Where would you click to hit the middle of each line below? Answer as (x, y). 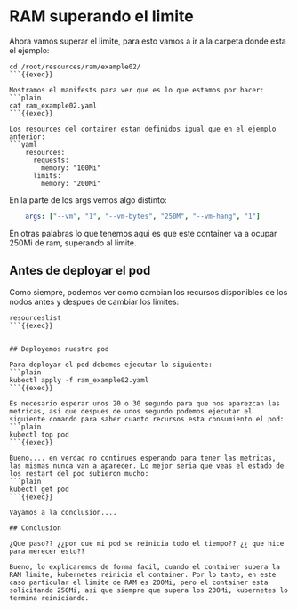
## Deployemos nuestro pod (59, 349)
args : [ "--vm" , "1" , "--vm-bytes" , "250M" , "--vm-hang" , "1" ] (143, 216)
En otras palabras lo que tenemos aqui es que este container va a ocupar (143, 233)
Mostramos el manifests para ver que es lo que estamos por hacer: (137, 90)
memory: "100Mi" (71, 168)
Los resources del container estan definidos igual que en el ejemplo (143, 129)
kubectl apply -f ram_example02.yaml (79, 380)
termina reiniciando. (49, 598)
